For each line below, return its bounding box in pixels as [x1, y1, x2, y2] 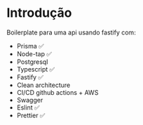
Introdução [6, 5, 72, 21]
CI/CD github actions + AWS [16, 88, 99, 96]
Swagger [16, 96, 43, 104]
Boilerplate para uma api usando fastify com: [6, 28, 136, 37]
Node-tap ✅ [16, 49, 52, 58]
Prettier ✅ [16, 111, 46, 119]
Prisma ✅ [16, 41, 44, 50]
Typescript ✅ [16, 65, 55, 73]
